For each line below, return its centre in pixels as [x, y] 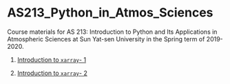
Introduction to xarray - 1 [52, 59]
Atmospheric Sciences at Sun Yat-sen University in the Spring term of [106, 39]
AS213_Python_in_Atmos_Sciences [110, 13]
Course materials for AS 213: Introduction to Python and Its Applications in [112, 32]
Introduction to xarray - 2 [52, 73]
